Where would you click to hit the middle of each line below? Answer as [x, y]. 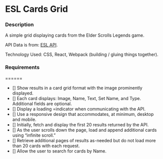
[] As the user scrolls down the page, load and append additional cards [84, 130]
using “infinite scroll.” [34, 135]
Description [20, 25]
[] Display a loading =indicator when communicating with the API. [79, 109]
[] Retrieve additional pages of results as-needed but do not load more [84, 140]
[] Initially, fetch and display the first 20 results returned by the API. [81, 124]
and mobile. [24, 119]
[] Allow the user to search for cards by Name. [59, 151]
